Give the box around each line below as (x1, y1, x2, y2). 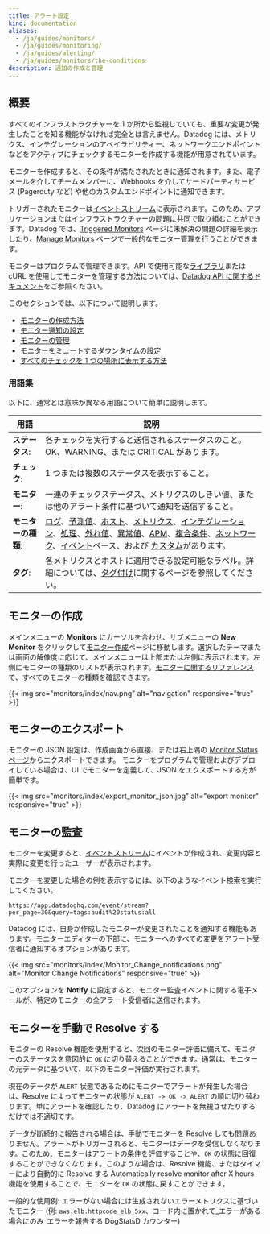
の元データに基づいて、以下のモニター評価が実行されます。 (8, 1064, 205, 1074)
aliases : (8, 27, 38, 35)
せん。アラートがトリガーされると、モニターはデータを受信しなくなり (22, 1139, 255, 1149)
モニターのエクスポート (8, 723, 125, 736)
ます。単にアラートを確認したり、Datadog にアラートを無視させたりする (14, 1101, 256, 1112)
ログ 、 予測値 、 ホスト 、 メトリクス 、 (45, 516, 182, 527)
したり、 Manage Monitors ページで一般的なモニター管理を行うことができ (8, 234, 252, 243)
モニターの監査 (8, 825, 83, 839)
